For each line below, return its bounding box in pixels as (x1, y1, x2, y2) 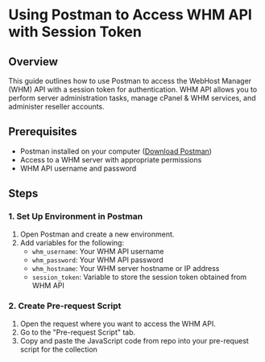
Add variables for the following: (19, 237, 125, 247)
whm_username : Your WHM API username (31, 246, 164, 256)
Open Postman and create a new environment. (19, 229, 175, 239)
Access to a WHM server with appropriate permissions (19, 154, 202, 164)
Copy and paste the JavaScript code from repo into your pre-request (19, 335, 250, 345)
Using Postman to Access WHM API (8, 6, 252, 24)
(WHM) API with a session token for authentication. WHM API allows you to (8, 84, 258, 94)
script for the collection (19, 344, 98, 354)
